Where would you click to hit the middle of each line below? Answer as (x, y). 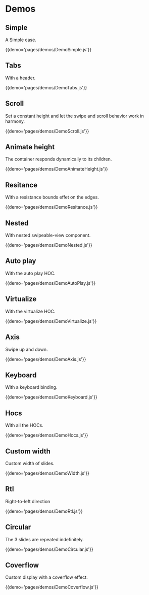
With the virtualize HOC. (30, 311)
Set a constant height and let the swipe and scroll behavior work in (74, 116)
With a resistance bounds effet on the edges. (52, 197)
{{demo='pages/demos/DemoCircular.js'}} (49, 549)
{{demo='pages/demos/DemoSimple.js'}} (48, 49)
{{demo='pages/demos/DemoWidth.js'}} (47, 473)
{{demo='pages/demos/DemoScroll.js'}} (47, 131)
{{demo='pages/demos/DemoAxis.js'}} (46, 359)
